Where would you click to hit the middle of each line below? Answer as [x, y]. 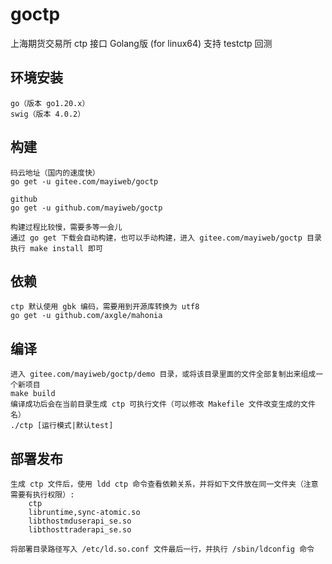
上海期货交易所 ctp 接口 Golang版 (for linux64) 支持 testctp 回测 [141, 43]
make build [33, 394]
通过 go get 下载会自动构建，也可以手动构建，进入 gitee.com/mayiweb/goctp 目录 [166, 238]
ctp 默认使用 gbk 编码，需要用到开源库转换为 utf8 [105, 307]
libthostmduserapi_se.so [80, 521]
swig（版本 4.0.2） [48, 114]
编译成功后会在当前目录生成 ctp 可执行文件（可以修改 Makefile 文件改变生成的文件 [163, 404]
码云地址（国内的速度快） [55, 173]
